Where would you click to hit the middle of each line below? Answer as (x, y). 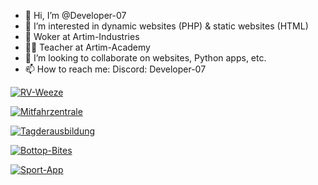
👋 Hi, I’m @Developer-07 (75, 15)
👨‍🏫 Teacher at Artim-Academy (87, 47)
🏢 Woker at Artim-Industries (82, 36)
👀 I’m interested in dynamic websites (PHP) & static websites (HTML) (166, 26)
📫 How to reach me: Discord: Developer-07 (115, 69)
